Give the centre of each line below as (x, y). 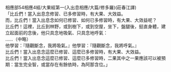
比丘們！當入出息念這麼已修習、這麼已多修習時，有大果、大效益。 (74, 52)
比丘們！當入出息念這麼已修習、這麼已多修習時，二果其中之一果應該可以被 (83, 58)
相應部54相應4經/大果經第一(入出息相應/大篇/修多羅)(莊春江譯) (71, 7)
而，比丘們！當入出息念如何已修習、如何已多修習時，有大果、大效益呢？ (81, 20)
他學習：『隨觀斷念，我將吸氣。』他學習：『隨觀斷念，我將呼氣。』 (72, 45)
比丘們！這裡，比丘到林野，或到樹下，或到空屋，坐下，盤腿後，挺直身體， (83, 26)
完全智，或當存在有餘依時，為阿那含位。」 (66, 64)
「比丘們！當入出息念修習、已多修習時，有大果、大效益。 (65, 14)
